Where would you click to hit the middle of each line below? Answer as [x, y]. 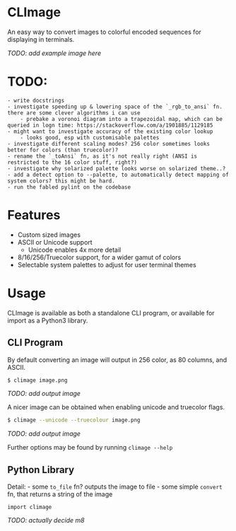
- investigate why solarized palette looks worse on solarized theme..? [117, 168]
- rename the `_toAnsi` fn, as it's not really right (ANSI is [102, 156]
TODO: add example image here [54, 53]
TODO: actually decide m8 [46, 520]
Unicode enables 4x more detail [75, 250]
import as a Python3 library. [48, 320]
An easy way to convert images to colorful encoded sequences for [104, 32]
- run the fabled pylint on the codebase [69, 187]
